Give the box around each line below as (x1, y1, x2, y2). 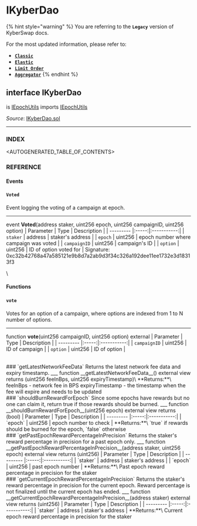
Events (6, 177, 23, 185)
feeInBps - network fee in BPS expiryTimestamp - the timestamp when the (6, 381, 186, 388)
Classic (14, 53, 33, 59)
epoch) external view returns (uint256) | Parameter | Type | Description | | (6, 450, 185, 457)
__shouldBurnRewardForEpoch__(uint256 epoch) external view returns (6, 407, 176, 414)
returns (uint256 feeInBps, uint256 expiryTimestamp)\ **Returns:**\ (6, 376, 172, 383)
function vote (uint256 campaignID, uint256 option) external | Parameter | (6, 333, 183, 340)
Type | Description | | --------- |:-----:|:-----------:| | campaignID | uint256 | (6, 339, 187, 346)
